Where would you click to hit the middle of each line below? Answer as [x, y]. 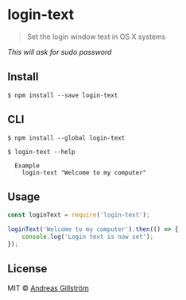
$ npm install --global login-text [66, 138]
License [27, 269]
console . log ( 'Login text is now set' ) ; [88, 237]
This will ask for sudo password [60, 52]
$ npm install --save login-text [63, 95]
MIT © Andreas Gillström [48, 288]
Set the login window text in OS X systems [96, 37]
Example [27, 165]
